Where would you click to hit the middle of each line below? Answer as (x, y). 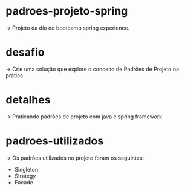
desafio (25, 52)
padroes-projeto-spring (67, 11)
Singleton (26, 169)
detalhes (28, 100)
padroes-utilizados (55, 141)
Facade (24, 182)
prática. (15, 75)
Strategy (25, 176)
